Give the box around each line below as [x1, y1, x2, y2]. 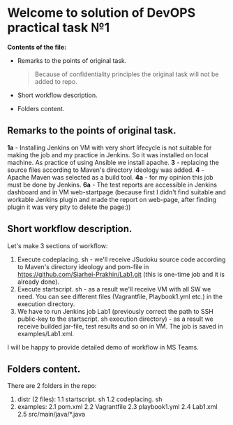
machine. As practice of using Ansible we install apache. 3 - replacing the [7, 158, 220, 166]
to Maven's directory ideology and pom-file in [17, 262, 149, 271]
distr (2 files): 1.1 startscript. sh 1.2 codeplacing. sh [17, 395, 163, 403]
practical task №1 [7, 20, 110, 36]
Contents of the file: [7, 43, 67, 51]
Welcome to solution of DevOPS [7, 5, 196, 21]
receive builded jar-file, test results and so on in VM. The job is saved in [17, 322, 223, 330]
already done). [17, 278, 60, 286]
